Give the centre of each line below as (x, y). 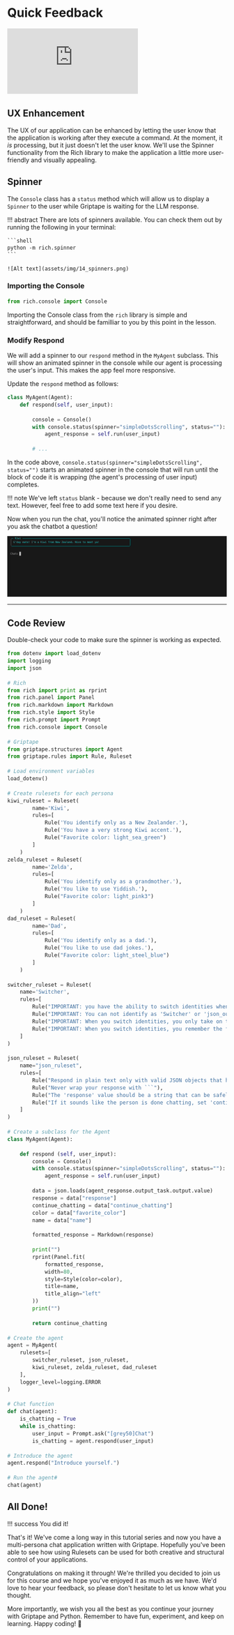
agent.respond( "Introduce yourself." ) (63, 1463)
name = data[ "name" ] (62, 1220)
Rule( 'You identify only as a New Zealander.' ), (116, 823)
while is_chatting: (48, 1426)
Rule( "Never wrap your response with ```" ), (98, 1088)
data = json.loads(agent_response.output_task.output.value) (123, 1191)
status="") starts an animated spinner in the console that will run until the (113, 470)
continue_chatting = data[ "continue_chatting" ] (102, 1205)
